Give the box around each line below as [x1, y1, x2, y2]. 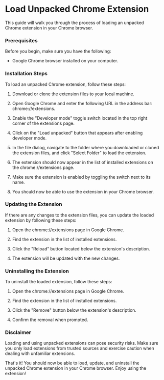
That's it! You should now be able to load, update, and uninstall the [5, 360, 140, 366]
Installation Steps [5, 70, 48, 77]
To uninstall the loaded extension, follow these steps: [5, 279, 113, 285]
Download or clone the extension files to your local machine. [12, 91, 135, 97]
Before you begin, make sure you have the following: [5, 48, 111, 54]
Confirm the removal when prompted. [12, 317, 88, 323]
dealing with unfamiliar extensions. [5, 351, 75, 356]
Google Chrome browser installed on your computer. [12, 58, 118, 64]
